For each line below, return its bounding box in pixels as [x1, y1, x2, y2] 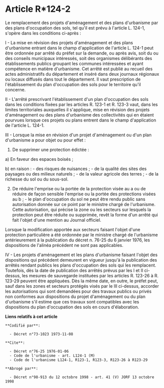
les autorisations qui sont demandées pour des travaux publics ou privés [5, 288, 152, 294]
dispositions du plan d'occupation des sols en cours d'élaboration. [5, 304, 140, 310]
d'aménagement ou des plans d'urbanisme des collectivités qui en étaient [5, 112, 154, 118]
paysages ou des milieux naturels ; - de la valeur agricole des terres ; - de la [5, 171, 159, 177]
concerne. [5, 87, 26, 92]
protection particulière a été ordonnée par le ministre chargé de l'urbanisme [5, 232, 158, 238]
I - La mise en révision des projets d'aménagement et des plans [5, 39, 133, 45]
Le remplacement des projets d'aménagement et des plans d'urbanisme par [5, 20, 158, 26]
